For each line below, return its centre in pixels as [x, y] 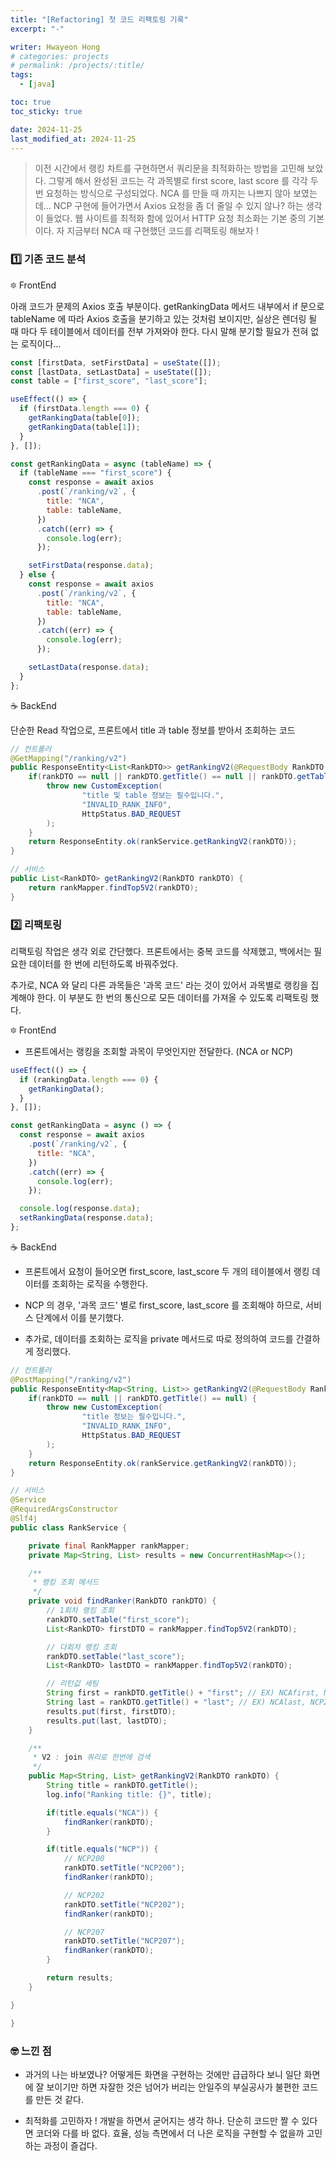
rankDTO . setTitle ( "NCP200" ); [124, 1868]
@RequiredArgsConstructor [64, 1509]
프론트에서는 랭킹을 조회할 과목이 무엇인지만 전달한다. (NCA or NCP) [159, 1051]
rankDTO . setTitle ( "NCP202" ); [124, 1904]
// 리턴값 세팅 [72, 1684]
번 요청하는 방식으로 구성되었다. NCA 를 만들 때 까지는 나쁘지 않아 [163, 193]
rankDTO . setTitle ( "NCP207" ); [124, 1941]
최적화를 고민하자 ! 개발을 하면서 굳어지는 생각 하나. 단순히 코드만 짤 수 [162, 2120]
